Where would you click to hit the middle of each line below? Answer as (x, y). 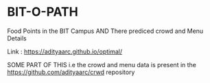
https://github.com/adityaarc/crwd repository (71, 72)
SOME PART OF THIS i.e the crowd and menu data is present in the (102, 64)
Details (17, 38)
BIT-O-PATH (43, 12)
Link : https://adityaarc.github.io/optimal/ (65, 51)
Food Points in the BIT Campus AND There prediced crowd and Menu (105, 31)
